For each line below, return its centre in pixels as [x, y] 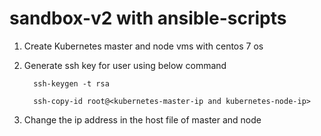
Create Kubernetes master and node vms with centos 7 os [143, 46]
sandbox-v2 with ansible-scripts [148, 18]
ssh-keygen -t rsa [71, 83]
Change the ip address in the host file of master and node [142, 119]
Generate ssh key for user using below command [125, 65]
